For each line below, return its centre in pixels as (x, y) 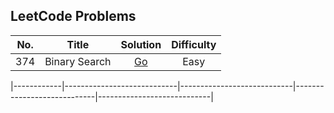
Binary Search (78, 61)
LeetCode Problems (73, 16)
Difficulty (194, 44)
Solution (141, 44)
